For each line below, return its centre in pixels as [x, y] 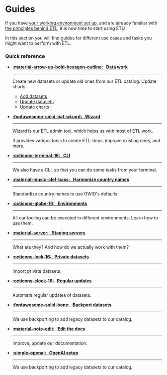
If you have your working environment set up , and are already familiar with [81, 23]
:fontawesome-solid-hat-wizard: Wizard [56, 117]
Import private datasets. [37, 271]
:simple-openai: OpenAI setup [45, 353]
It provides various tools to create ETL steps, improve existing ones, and [86, 141]
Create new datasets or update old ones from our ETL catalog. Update [84, 81]
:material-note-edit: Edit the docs [49, 329]
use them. [23, 223]
